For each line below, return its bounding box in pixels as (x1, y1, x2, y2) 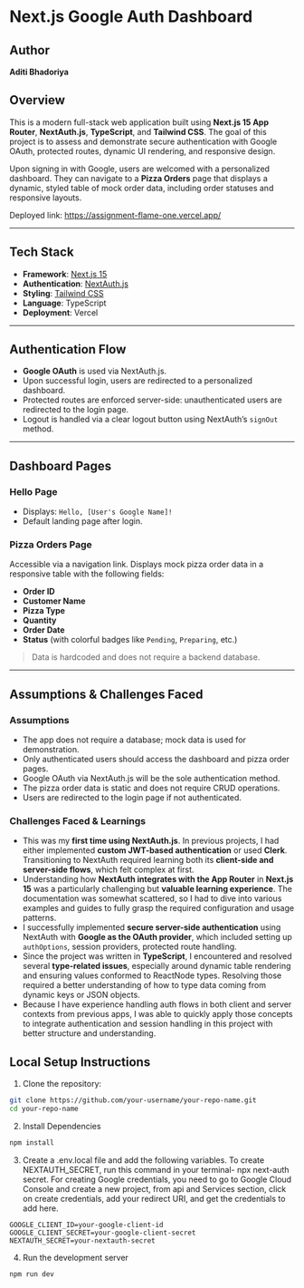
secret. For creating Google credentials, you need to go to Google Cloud (22, 1174, 292, 1185)
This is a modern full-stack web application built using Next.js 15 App (9, 116, 270, 128)
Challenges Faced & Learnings (9, 815, 147, 828)
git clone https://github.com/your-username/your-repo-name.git (9, 1096, 257, 1105)
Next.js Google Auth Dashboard (9, 6, 253, 27)
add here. (22, 1203, 59, 1214)
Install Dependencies (22, 1120, 101, 1131)
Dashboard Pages (9, 458, 112, 473)
